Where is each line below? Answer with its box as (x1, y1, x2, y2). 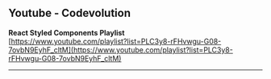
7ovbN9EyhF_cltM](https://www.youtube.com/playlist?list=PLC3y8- (8, 44, 234, 55)
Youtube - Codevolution (8, 6, 131, 20)
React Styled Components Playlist (8, 27, 125, 37)
